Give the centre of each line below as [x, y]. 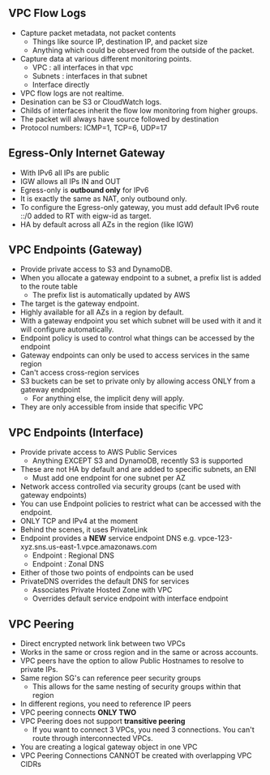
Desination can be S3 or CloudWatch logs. [91, 101]
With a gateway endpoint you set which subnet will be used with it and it [141, 321]
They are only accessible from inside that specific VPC [112, 407]
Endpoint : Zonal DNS [68, 564]
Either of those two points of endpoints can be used [107, 573]
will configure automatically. [67, 330]
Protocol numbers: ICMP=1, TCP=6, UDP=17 [94, 127]
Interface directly [61, 84]
